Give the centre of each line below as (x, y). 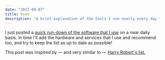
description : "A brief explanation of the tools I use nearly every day (81, 19)
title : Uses (17, 14)
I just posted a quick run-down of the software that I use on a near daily (78, 33)
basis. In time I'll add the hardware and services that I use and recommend (81, 38)
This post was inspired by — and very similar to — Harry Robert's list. (75, 52)
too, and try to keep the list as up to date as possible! (59, 43)
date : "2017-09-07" (25, 10)
